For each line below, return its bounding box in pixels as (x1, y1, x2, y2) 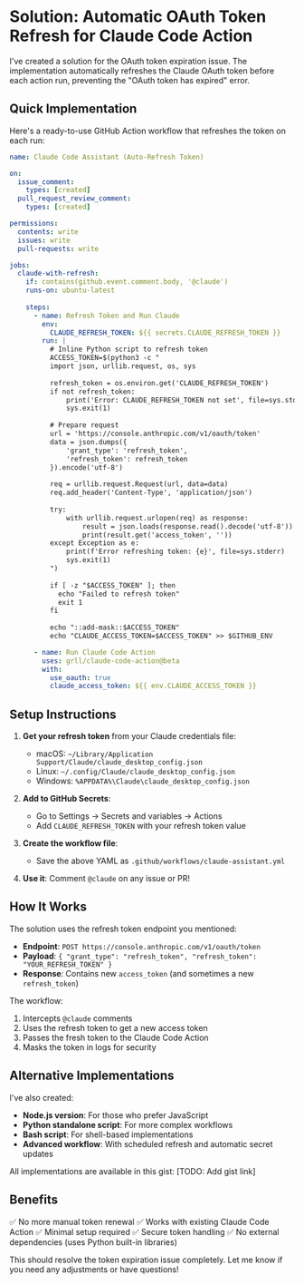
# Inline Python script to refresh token (49, 345, 208, 355)
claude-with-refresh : (17, 269, 100, 278)
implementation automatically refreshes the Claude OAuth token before (9, 65, 275, 76)
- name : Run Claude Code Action (33, 647, 156, 657)
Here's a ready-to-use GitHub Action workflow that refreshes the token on (9, 125, 287, 136)
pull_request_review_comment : (17, 194, 131, 203)
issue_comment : (17, 177, 75, 187)
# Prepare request (49, 421, 119, 430)
